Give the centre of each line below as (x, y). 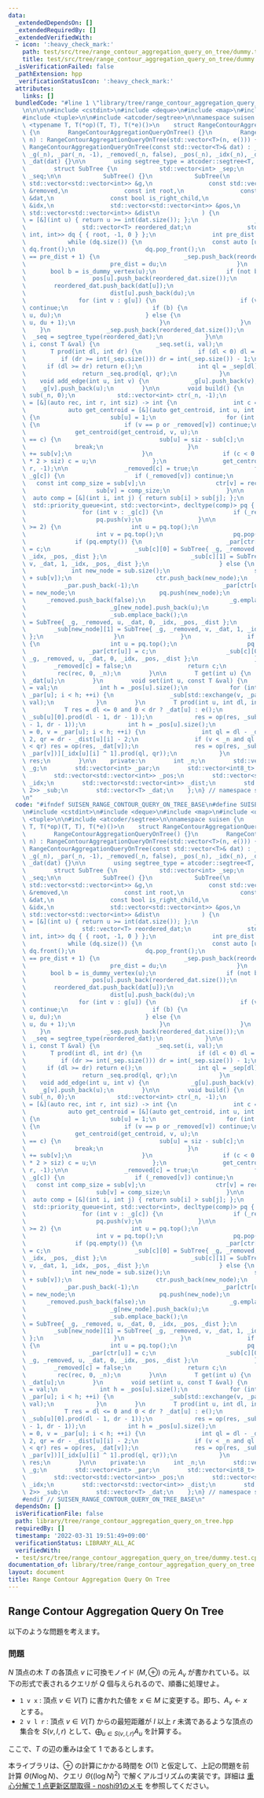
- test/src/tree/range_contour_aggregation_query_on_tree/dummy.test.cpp (138, 1557)
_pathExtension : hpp (49, 74)
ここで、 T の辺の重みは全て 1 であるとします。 (83, 1749)
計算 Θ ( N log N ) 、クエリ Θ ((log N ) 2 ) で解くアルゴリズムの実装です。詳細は (127, 1775)
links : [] (38, 96)
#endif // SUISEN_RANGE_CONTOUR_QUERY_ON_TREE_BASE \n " (114, 1499)
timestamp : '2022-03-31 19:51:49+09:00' (82, 1535)
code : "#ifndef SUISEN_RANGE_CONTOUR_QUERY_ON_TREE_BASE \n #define (126, 805)
